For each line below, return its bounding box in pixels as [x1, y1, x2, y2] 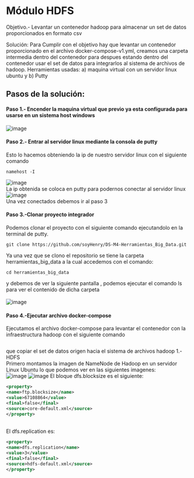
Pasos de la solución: [6, 89, 85, 99]
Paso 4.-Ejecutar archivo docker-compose [6, 312, 112, 319]
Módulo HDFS [6, 4, 74, 18]
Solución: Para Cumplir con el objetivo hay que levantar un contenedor [6, 41, 176, 48]
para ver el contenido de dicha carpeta [6, 286, 100, 293]
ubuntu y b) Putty [6, 72, 48, 79]
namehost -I [6, 169, 35, 175]
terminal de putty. [6, 230, 49, 237]
